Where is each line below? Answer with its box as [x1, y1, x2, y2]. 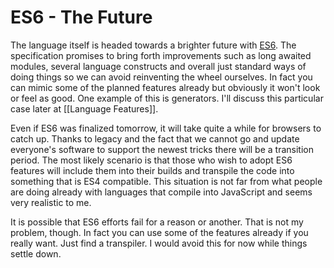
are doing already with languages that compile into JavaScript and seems [10, 186, 313, 198]
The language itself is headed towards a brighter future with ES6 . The [10, 39, 297, 51]
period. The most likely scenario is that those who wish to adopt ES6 [10, 154, 293, 166]
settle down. [10, 247, 62, 260]
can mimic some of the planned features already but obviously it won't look [10, 81, 321, 93]
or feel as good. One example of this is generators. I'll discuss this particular [10, 92, 324, 104]
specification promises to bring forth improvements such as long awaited [10, 49, 312, 61]
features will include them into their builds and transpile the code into [10, 164, 295, 176]
